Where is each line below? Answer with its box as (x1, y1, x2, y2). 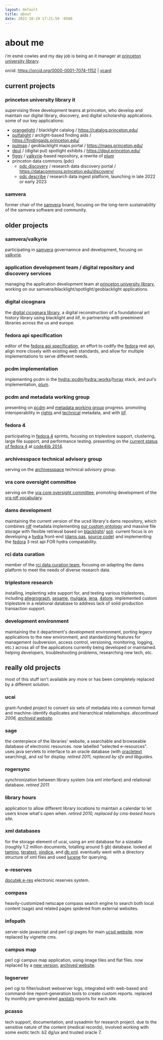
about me (5, 37, 44, 48)
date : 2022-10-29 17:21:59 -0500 (5, 16, 73, 21)
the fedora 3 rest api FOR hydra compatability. (5, 539, 98, 545)
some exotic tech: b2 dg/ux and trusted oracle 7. (5, 1029, 102, 1035)
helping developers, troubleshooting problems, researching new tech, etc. (5, 649, 153, 655)
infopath (5, 918, 26, 924)
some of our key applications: (5, 118, 65, 123)
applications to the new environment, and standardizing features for (5, 634, 141, 640)
